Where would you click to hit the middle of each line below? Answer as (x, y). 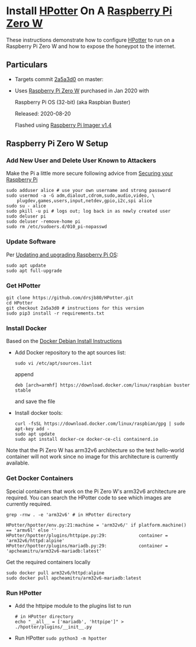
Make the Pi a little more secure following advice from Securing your (90, 174)
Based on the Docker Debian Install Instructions (64, 341)
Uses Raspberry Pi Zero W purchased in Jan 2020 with (82, 91)
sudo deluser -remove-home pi (44, 222)
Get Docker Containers (40, 478)
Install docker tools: (39, 413)
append (24, 374)
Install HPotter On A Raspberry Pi (89, 11)
